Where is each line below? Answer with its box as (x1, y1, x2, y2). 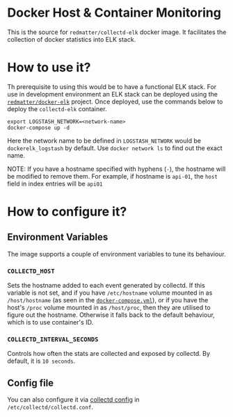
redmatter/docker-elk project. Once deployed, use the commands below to (7, 97, 223, 106)
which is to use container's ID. (7, 318, 94, 327)
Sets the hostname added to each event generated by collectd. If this (7, 281, 205, 290)
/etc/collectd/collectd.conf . (7, 403, 94, 411)
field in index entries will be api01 (7, 179, 103, 188)
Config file (7, 377, 54, 389)
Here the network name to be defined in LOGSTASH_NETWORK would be (7, 136, 202, 145)
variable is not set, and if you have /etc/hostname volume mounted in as (7, 288, 213, 297)
